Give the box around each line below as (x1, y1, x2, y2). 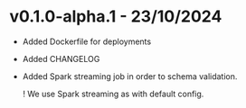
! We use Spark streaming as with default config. (22, 88, 204, 99)
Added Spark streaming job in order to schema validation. (22, 70, 238, 82)
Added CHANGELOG (22, 53, 100, 64)
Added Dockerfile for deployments (22, 36, 152, 47)
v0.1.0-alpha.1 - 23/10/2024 (9, 6, 222, 27)
